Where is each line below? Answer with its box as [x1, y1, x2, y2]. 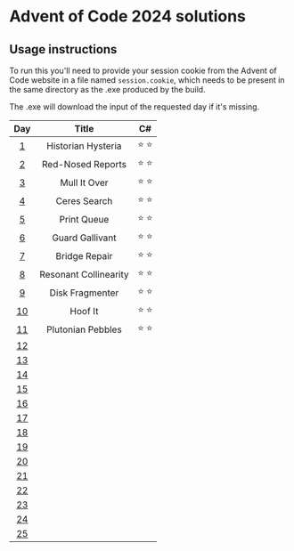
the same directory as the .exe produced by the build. [9, 85, 207, 94]
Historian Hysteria [46, 140, 122, 152]
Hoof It [69, 304, 99, 317]
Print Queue [59, 213, 110, 225]
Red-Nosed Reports [41, 158, 127, 170]
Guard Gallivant [52, 231, 118, 244]
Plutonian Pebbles [45, 323, 122, 336]
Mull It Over [60, 176, 109, 189]
